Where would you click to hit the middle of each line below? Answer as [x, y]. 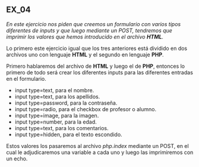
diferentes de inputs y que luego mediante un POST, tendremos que [89, 30]
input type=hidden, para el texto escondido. [69, 134]
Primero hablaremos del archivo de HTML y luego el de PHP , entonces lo [96, 66]
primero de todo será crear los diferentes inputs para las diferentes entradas [99, 72]
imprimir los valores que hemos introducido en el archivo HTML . [85, 37]
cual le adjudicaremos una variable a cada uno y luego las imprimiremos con [100, 152]
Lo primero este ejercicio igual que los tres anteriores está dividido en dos [97, 48]
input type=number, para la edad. [56, 122]
